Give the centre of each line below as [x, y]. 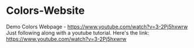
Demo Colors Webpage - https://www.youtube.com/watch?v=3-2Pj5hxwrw [97, 27]
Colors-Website [45, 11]
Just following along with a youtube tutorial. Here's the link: [78, 32]
